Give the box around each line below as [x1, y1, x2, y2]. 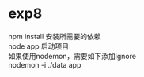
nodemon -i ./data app [8, 60, 81, 69]
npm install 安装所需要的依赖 [8, 31, 101, 41]
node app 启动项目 [8, 41, 70, 51]
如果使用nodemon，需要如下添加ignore [8, 51, 137, 60]
